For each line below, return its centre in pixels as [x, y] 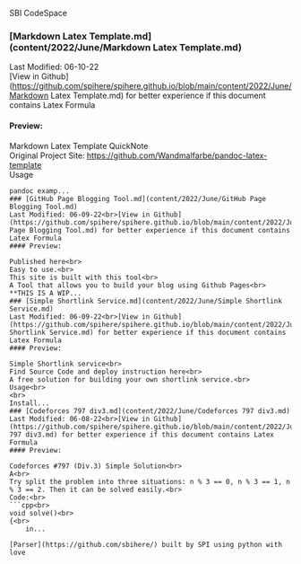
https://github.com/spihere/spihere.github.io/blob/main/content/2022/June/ [152, 86]
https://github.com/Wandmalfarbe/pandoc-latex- [177, 155]
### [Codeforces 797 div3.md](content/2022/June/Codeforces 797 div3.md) [150, 411]
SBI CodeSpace [38, 13]
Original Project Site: [47, 155]
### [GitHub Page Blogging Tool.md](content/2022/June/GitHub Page [138, 198]
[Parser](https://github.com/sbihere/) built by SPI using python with [146, 544]
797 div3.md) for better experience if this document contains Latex [142, 435]
